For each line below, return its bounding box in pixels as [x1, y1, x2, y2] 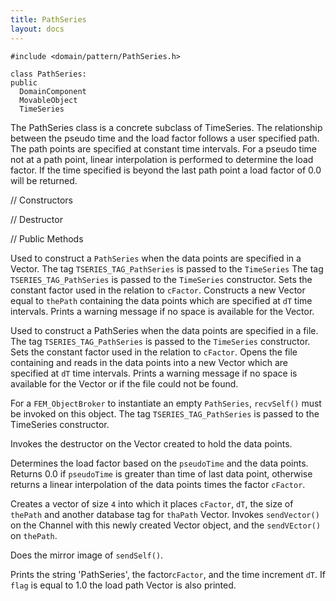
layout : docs [10, 24, 65, 34]
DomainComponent [19, 86, 87, 96]
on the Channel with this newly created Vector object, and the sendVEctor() [10, 519, 322, 531]
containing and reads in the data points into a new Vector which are [10, 356, 288, 368]
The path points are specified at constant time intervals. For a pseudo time [10, 142, 317, 155]
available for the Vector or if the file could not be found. [10, 377, 239, 390]
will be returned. [10, 174, 78, 186]
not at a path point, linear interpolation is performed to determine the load [10, 153, 314, 165]
